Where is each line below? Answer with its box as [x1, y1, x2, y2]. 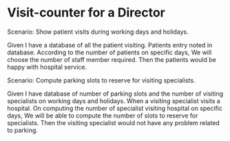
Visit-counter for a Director [7, 5, 165, 21]
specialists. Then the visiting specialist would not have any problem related [7, 118, 220, 127]
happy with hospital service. [7, 63, 87, 71]
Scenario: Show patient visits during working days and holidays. [7, 28, 189, 36]
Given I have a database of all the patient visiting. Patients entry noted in [7, 41, 213, 49]
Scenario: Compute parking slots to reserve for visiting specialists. [7, 76, 196, 84]
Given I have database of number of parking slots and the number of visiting [7, 89, 224, 98]
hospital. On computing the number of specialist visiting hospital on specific [7, 104, 222, 112]
